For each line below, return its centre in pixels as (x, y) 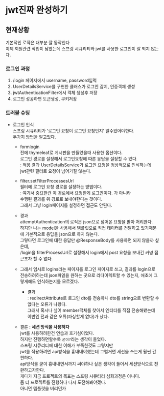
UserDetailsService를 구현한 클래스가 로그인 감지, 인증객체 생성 (74, 87)
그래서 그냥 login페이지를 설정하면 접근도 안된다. (66, 205)
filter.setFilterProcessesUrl (47, 181)
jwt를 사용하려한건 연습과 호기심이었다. (57, 333)
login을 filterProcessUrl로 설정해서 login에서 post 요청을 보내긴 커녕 (88, 252)
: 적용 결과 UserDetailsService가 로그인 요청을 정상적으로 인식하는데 (86, 165)
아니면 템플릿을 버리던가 (43, 388)
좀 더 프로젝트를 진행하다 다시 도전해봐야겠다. (63, 382)
